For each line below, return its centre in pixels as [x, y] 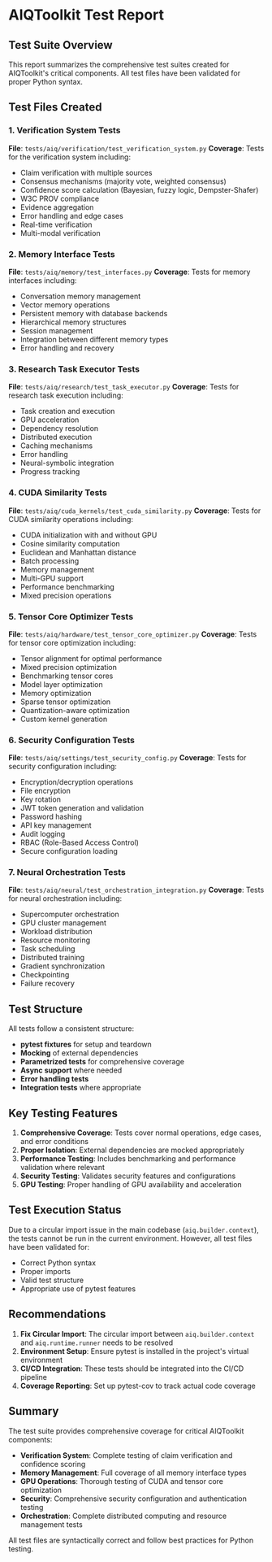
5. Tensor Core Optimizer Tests [71, 616]
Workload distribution [56, 932]
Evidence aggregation [57, 207]
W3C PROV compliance [60, 198]
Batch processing [50, 561]
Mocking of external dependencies [79, 1053]
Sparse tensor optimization [65, 702]
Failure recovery [47, 983]
